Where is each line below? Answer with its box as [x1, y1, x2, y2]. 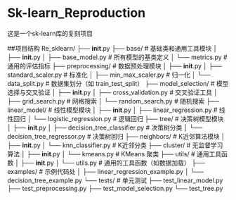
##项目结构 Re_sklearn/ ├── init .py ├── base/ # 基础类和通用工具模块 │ [7, 44, 218, 52]
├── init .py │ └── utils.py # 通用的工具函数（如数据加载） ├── [20, 158, 205, 167]
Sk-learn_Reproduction [7, 5, 146, 21]
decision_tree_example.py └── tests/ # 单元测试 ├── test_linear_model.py [7, 176, 223, 185]
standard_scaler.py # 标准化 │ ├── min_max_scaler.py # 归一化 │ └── [7, 70, 211, 79]
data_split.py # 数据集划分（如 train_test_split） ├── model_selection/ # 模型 [7, 79, 229, 87]
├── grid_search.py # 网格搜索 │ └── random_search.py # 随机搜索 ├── [7, 96, 220, 105]
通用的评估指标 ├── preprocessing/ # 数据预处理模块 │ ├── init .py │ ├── [7, 61, 223, 70]
